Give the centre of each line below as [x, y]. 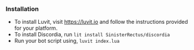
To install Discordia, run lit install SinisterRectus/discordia [92, 35]
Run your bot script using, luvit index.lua [67, 41]
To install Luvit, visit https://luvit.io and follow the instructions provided [101, 22]
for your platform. [36, 28]
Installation [22, 9]
